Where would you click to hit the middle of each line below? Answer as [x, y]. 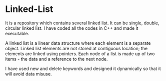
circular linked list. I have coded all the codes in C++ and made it [72, 28]
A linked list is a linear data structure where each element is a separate [78, 43]
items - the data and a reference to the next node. [56, 59]
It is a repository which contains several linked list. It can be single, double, [82, 23]
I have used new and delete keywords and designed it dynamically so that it [83, 69]
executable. [17, 33]
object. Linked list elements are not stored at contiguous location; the [76, 48]
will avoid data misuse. [28, 74]
